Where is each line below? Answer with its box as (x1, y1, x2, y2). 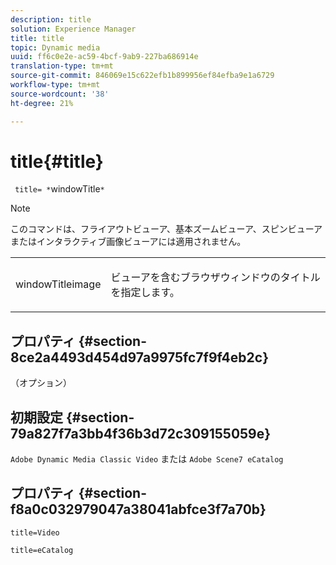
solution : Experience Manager (10, 24, 137, 34)
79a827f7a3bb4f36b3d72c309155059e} (10, 425, 272, 442)
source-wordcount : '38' (10, 89, 110, 99)
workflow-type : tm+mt (10, 80, 101, 90)
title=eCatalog (10, 545, 74, 555)
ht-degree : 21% (10, 98, 74, 108)
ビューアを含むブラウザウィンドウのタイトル (110, 271, 321, 285)
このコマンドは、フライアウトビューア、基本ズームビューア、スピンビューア (10, 223, 323, 235)
